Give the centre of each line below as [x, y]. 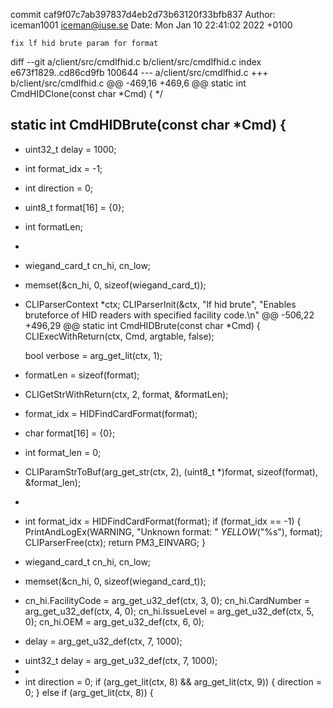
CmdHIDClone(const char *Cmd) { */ [86, 93]
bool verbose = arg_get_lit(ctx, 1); [93, 355]
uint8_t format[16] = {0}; [74, 207]
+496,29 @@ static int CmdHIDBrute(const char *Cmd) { [142, 325]
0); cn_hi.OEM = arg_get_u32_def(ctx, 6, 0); [114, 621]
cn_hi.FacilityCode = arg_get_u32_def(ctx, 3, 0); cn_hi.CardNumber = [167, 600]
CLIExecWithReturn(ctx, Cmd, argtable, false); [119, 336]
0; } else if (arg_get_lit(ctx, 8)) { [89, 692]
